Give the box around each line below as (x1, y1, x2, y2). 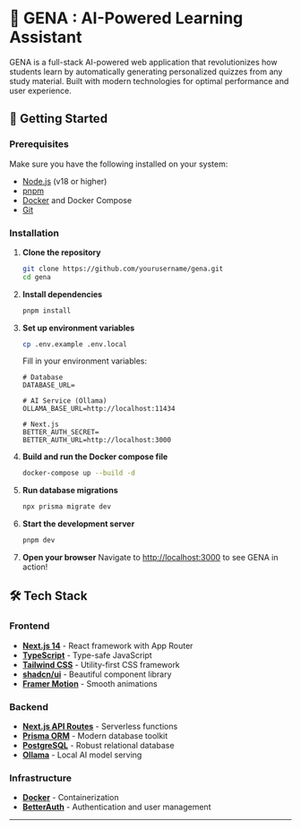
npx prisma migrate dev (21, 502, 112, 511)
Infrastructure (9, 772, 73, 784)
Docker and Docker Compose (21, 194, 133, 205)
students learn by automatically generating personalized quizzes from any (9, 66, 283, 77)
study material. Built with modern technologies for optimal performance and (9, 75, 289, 86)
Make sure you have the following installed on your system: (9, 158, 228, 169)
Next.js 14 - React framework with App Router (21, 640, 193, 651)
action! (21, 561, 48, 572)
